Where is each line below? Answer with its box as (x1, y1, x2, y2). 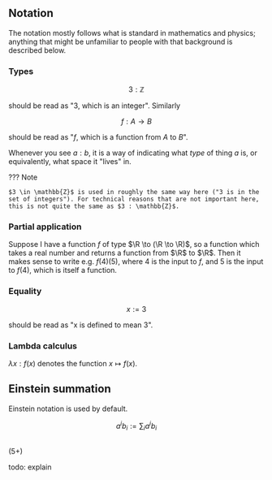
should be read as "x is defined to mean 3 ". (8, 320, 153, 330)
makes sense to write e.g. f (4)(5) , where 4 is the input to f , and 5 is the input (8, 257, 264, 266)
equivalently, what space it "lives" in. (8, 157, 132, 166)
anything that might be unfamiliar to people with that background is (8, 37, 233, 46)
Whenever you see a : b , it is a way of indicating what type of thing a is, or (8, 148, 257, 158)
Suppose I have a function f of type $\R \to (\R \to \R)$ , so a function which (8, 240, 260, 249)
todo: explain (8, 462, 52, 472)
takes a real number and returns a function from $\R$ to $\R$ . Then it (8, 248, 241, 258)
